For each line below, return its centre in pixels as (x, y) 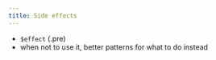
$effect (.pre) (43, 38)
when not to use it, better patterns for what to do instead (114, 47)
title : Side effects (43, 16)
